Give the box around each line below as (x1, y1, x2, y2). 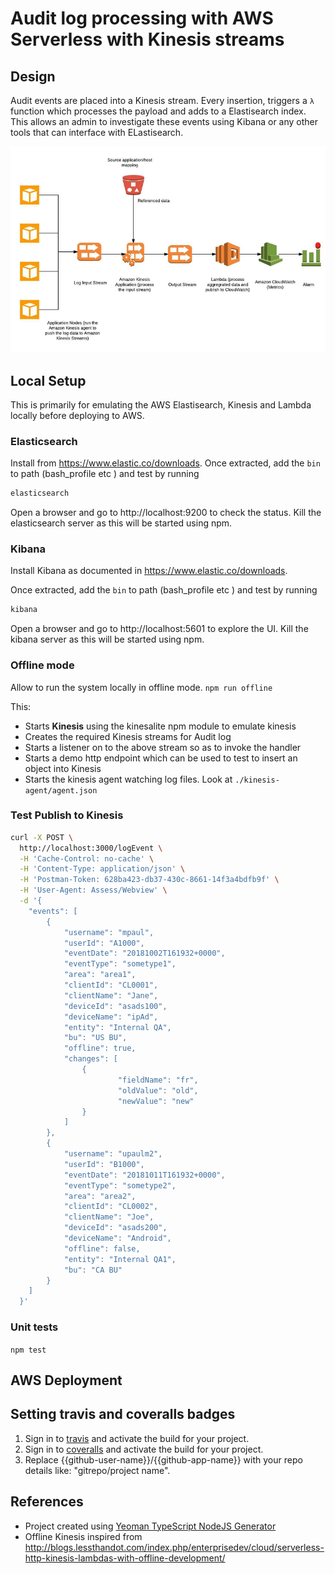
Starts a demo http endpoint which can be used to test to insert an (24, 752, 298, 764)
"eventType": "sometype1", (63, 959, 177, 969)
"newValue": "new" (117, 1096, 195, 1106)
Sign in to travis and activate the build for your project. (24, 1432, 250, 1444)
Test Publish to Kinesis (10, 808, 124, 822)
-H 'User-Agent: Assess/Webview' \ (19, 885, 168, 896)
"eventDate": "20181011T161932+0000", (63, 1170, 226, 1180)
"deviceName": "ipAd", (63, 1012, 159, 1022)
